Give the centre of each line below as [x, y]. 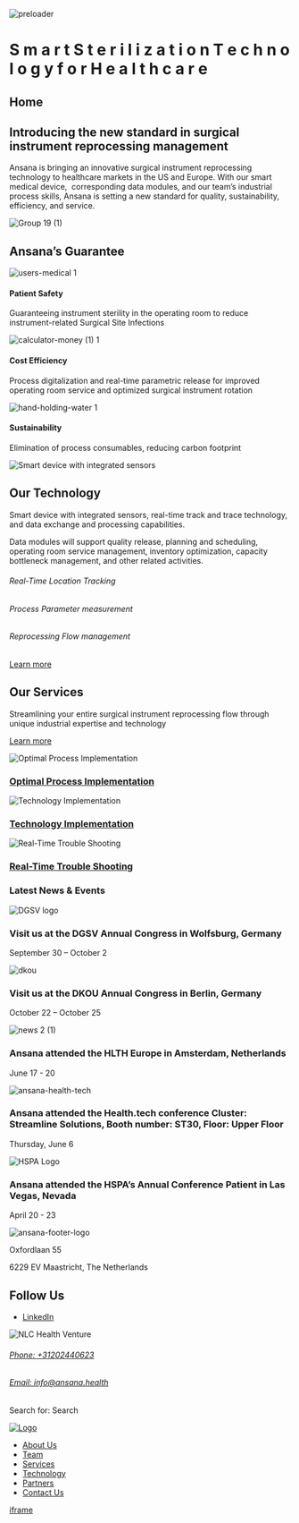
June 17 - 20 [32, 1073]
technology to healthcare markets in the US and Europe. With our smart [141, 177]
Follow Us [37, 1295]
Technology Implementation [72, 824]
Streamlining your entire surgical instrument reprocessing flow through [139, 714]
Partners [38, 1483]
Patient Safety [37, 293]
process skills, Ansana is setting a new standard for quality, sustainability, [144, 196]
